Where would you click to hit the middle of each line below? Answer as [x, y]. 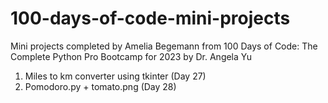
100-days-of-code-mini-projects [150, 18]
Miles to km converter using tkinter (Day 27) [115, 76]
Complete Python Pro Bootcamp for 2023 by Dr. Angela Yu [131, 56]
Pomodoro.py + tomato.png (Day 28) [100, 86]
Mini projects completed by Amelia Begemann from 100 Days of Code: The [164, 46]
